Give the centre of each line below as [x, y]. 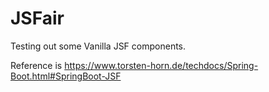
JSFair [37, 18]
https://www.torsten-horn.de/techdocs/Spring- [161, 65]
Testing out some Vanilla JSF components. [98, 46]
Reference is [36, 65]
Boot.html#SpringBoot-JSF [66, 76]
